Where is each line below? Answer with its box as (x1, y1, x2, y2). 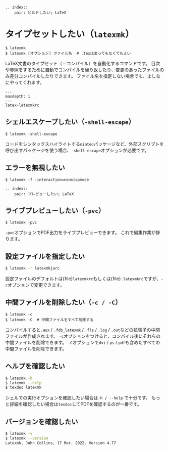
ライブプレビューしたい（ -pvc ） (5, 206, 105, 215)
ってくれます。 (14, 79, 44, 85)
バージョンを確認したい (5, 417, 78, 426)
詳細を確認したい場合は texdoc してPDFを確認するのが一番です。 (9, 401, 142, 407)
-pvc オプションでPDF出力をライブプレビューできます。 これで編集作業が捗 (5, 230, 160, 236)
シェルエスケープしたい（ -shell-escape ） (5, 118, 135, 126)
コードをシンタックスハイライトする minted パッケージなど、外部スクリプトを (5, 141, 164, 147)
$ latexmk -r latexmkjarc (5, 266, 60, 271)
